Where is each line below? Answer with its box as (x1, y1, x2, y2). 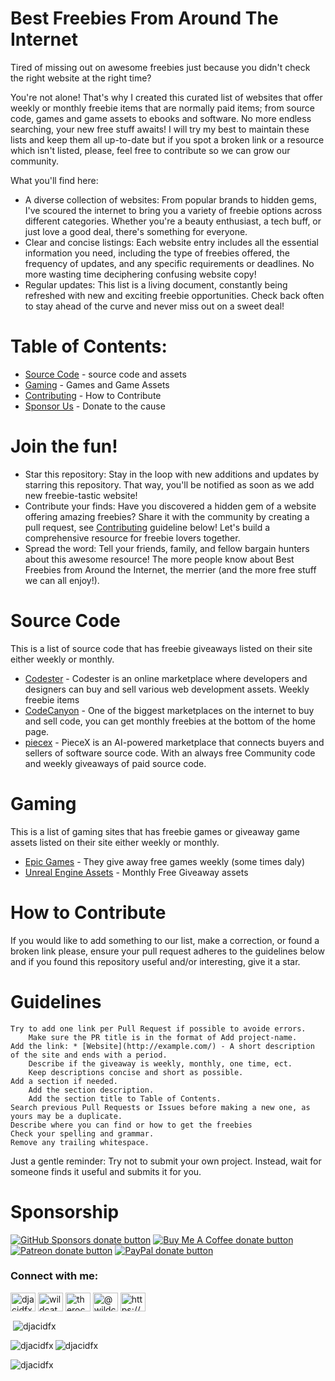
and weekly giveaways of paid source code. (24, 757, 207, 769)
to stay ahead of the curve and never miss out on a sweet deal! (24, 300, 285, 312)
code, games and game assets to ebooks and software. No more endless (10, 112, 312, 124)
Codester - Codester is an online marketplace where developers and (24, 672, 308, 684)
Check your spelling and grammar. (10, 1128, 155, 1139)
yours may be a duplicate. (10, 1111, 123, 1121)
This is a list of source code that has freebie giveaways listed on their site (10, 642, 313, 654)
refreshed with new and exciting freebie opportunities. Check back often (24, 289, 325, 301)
